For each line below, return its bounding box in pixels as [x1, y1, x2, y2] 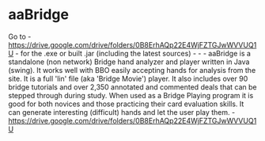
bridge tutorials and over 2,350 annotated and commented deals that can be [8, 82, 257, 92]
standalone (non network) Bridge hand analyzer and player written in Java [8, 57, 250, 67]
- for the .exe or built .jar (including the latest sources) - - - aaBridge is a [15, 48, 252, 58]
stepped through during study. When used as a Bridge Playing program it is [8, 90, 254, 100]
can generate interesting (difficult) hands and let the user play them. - [8, 107, 236, 116]
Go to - [8, 32, 32, 41]
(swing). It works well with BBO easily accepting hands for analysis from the [8, 65, 256, 74]
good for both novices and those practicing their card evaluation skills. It [8, 99, 244, 109]
